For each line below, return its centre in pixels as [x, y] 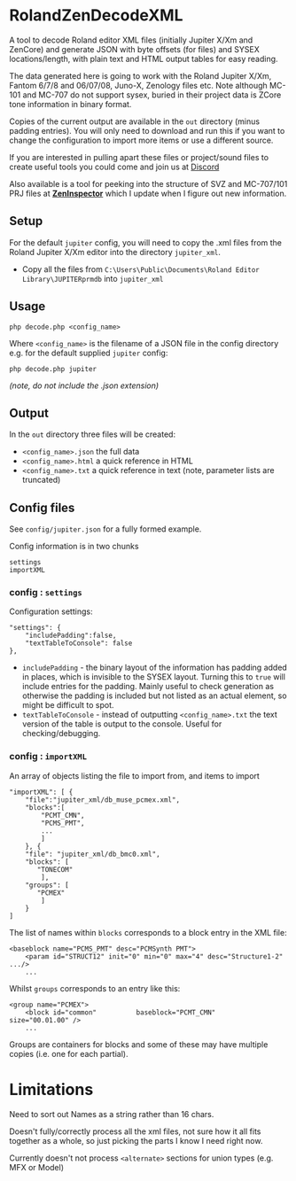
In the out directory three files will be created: [92, 434]
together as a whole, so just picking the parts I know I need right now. [136, 1140]
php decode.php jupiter [53, 369]
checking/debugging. [61, 734]
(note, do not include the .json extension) [84, 385]
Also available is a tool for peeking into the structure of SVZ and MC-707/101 [148, 183]
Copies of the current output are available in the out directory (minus [134, 121]
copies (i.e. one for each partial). [69, 1053]
